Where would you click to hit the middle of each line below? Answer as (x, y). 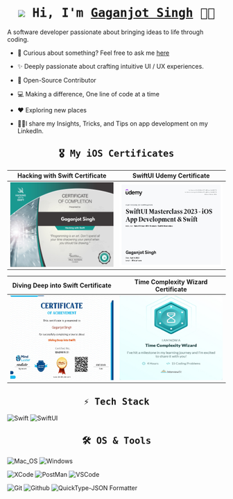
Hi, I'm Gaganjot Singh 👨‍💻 (124, 13)
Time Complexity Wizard (171, 282)
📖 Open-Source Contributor (57, 80)
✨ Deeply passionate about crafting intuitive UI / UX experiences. (111, 66)
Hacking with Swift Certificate (62, 176)
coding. (18, 39)
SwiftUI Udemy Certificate (171, 176)
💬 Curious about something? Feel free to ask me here (93, 53)
